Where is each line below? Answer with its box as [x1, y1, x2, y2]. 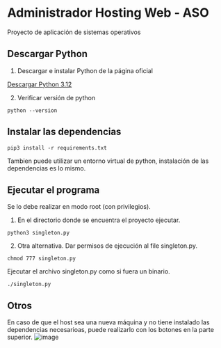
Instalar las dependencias [7, 126, 122, 138]
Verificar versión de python [17, 93, 96, 102]
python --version [7, 106, 58, 114]
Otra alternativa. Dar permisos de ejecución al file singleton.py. [17, 242, 198, 250]
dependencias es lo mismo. [7, 164, 86, 172]
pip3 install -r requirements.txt [7, 144, 108, 151]
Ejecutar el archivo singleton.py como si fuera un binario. [7, 267, 170, 276]
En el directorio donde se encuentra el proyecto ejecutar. [17, 216, 181, 224]
